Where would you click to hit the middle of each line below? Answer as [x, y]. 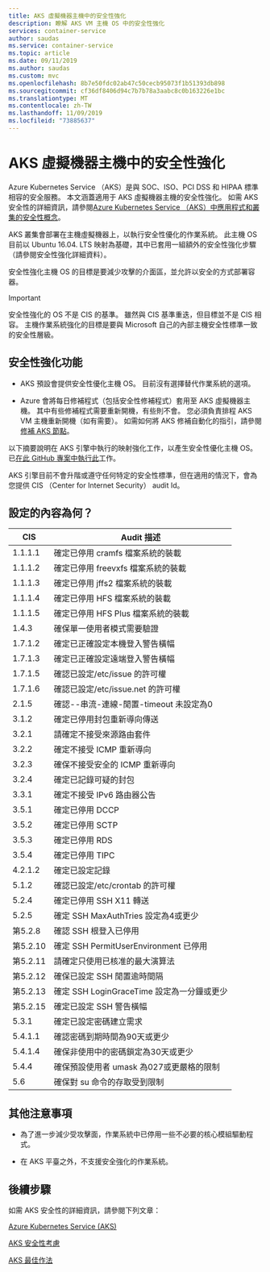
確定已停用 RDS [83, 841]
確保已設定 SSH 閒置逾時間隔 [108, 976]
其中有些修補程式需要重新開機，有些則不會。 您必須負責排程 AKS [144, 410]
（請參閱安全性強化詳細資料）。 [60, 254]
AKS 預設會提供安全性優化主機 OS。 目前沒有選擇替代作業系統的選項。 [137, 383]
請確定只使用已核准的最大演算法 [114, 962]
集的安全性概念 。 [37, 217]
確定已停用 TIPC [84, 855]
